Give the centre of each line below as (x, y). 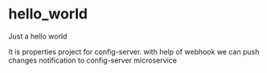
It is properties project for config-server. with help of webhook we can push (134, 51)
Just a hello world (38, 36)
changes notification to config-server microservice (92, 60)
